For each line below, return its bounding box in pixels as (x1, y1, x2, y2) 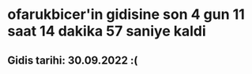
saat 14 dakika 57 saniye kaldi (7, 22, 206, 40)
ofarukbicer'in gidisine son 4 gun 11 (7, 6, 246, 24)
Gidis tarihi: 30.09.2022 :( (7, 54, 138, 67)
